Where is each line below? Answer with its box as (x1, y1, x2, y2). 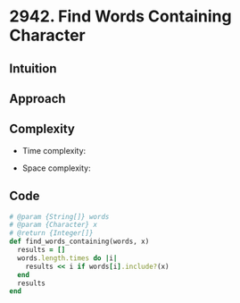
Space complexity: (21, 163, 91, 173)
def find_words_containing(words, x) (9, 237, 150, 247)
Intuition (9, 61, 57, 76)
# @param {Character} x (9, 221, 98, 230)
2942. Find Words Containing (9, 6, 232, 27)
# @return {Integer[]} (9, 229, 94, 238)
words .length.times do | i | (17, 253, 118, 263)
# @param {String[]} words (9, 212, 110, 221)
